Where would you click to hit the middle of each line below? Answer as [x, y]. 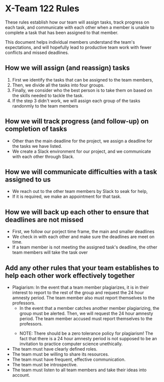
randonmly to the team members [45, 106]
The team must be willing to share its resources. [60, 354]
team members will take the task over [50, 252]
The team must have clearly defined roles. [55, 349]
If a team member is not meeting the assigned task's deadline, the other [85, 247]
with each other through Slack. [43, 156]
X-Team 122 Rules [42, 9]
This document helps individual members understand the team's [70, 42]
